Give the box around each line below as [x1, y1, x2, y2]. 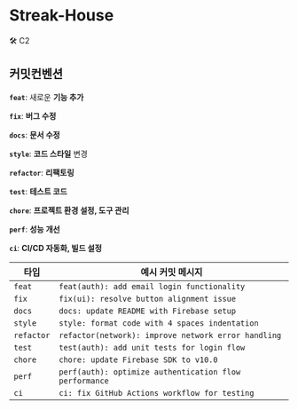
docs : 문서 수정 [9, 130, 60, 140]
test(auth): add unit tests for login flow [59, 343, 246, 352]
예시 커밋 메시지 [140, 265, 203, 278]
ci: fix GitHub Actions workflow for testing [59, 388, 255, 398]
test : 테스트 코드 [9, 185, 68, 196]
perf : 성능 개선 [9, 224, 60, 234]
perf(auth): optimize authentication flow [59, 367, 241, 377]
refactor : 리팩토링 [9, 167, 74, 177]
